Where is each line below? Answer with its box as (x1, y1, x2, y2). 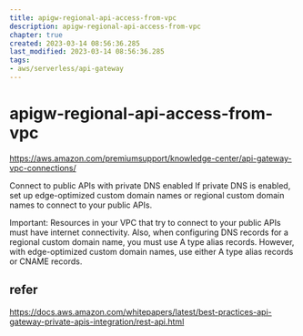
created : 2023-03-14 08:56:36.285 (9, 38, 141, 48)
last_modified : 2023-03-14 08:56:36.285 (9, 47, 166, 56)
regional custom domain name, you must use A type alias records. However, (9, 236, 295, 247)
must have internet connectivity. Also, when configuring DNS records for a (9, 227, 289, 238)
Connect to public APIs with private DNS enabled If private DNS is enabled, (9, 179, 291, 191)
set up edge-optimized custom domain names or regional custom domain (9, 189, 285, 200)
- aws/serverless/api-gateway (9, 65, 125, 74)
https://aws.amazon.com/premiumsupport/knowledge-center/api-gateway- (9, 152, 293, 164)
